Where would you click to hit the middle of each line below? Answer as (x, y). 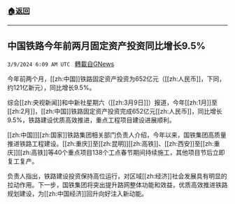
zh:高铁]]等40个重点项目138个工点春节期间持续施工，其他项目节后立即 (123, 153)
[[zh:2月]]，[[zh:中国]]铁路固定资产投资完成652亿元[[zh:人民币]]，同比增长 (115, 111)
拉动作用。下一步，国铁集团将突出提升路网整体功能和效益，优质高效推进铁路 (117, 185)
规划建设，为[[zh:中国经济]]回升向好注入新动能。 (78, 193)
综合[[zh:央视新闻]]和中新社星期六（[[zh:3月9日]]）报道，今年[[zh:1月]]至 (113, 102)
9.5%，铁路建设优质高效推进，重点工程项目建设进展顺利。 (92, 120)
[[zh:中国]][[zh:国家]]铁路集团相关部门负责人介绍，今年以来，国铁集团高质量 (117, 135)
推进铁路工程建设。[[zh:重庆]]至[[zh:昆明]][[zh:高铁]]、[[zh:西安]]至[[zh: (111, 144)
